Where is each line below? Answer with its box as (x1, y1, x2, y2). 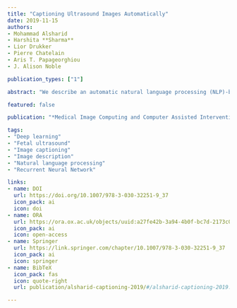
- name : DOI (7, 185, 42, 193)
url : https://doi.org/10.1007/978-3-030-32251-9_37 (13, 192, 169, 199)
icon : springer (13, 257, 59, 265)
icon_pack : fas (13, 271, 59, 278)
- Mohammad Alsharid (7, 30, 68, 37)
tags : (7, 126, 23, 134)
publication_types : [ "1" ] (7, 76, 83, 83)
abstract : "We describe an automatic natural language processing (7, 88, 207, 95)
